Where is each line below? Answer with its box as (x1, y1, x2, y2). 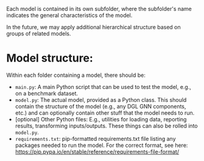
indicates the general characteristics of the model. (6, 12, 133, 19)
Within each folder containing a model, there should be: (6, 71, 146, 79)
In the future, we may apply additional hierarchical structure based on (6, 24, 181, 30)
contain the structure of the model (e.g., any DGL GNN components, (15, 102, 186, 110)
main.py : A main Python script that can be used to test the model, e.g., (15, 83, 192, 90)
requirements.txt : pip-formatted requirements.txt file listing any (15, 135, 176, 142)
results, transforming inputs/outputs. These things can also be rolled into (15, 122, 198, 129)
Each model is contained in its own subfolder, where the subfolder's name (6, 5, 192, 12)
